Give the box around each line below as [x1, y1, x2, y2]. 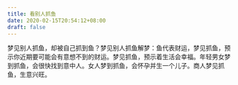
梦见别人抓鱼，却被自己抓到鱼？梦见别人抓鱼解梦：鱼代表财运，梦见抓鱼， [7, 44, 225, 52]
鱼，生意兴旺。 [7, 70, 51, 79]
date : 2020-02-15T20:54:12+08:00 [7, 17, 106, 24]
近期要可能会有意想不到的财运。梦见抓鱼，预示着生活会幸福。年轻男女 [19, 52, 225, 61]
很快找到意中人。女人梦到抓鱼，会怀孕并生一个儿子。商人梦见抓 [38, 62, 225, 70]
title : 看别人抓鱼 [7, 10, 57, 18]
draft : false [7, 23, 46, 30]
